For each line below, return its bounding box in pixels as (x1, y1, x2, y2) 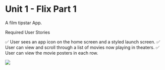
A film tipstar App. (5, 20, 42, 26)
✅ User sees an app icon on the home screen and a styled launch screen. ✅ (5, 38, 161, 45)
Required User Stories (5, 29, 51, 35)
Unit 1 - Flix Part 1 (5, 3, 77, 15)
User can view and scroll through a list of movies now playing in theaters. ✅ (5, 44, 160, 50)
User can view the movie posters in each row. (5, 50, 98, 56)
